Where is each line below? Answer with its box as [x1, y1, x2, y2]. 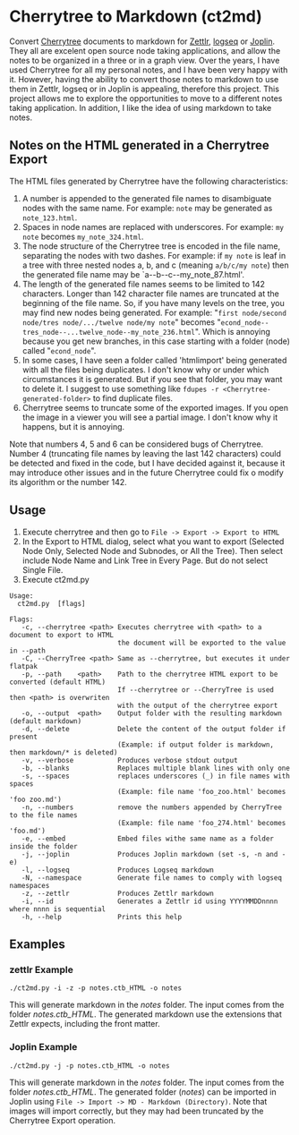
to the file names [9, 810, 78, 820]
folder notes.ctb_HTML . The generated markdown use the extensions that [9, 1009, 282, 1020]
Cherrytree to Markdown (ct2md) [9, 6, 262, 27]
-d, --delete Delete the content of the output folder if [21, 724, 286, 733]
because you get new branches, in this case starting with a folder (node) [21, 336, 291, 346]
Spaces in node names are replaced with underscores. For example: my [21, 221, 285, 232]
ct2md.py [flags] [17, 599, 87, 608]
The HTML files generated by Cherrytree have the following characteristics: [9, 175, 288, 186]
